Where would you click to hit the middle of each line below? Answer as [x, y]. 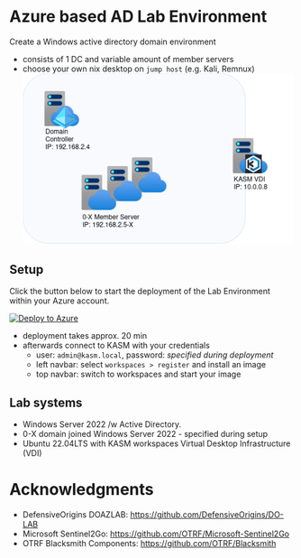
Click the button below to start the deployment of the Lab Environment [140, 292]
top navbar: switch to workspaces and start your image [138, 374]
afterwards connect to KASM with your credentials [116, 346]
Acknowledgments [82, 490]
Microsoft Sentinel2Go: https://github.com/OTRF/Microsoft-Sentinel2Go [156, 534]
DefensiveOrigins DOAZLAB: [75, 515]
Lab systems [46, 402]
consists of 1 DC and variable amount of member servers [128, 59]
